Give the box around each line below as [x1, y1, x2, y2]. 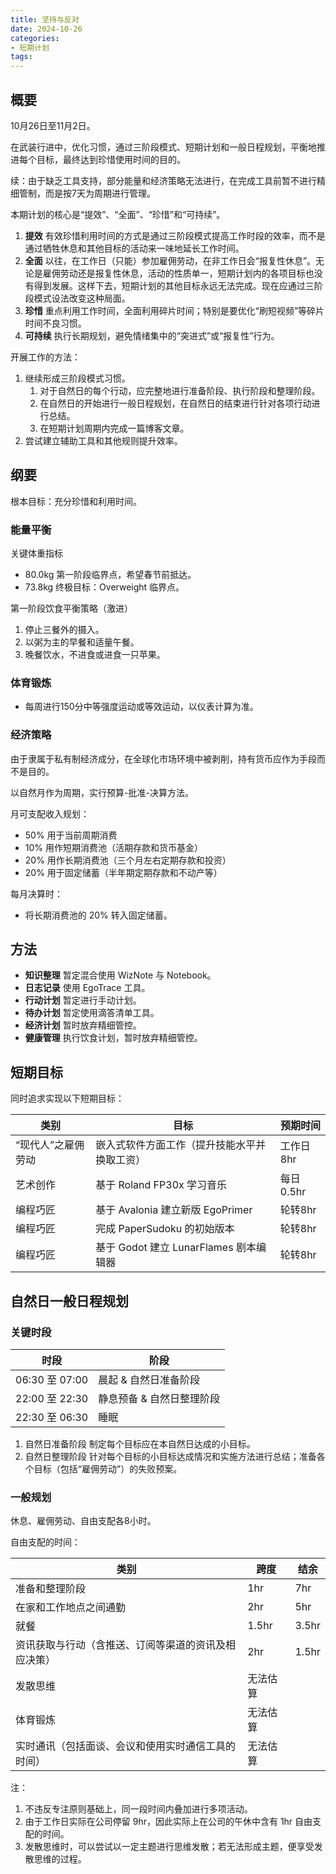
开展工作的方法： [10, 351, 81, 363]
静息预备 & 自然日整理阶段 [98, 1391, 221, 1405]
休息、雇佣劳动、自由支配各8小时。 [10, 1515, 157, 1527]
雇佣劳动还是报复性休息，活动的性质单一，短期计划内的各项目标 [42, 267, 306, 279]
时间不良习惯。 [24, 317, 87, 329]
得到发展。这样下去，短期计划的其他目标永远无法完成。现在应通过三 [33, 279, 315, 291]
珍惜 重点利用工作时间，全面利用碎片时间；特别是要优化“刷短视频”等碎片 [24, 304, 325, 316]
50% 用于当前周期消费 [24, 829, 118, 841]
